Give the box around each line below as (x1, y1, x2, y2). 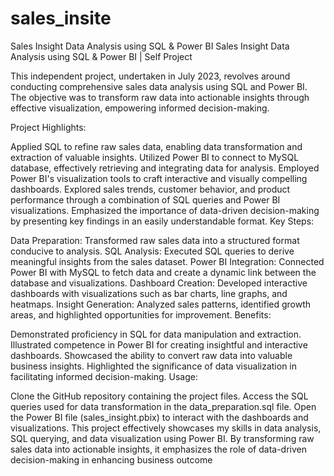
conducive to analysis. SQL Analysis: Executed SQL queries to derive (10, 245, 295, 257)
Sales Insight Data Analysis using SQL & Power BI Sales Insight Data (10, 40, 290, 52)
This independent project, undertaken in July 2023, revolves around (10, 70, 291, 82)
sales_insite (10, 7, 112, 30)
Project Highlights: (10, 121, 87, 133)
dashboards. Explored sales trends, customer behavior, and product (10, 183, 291, 195)
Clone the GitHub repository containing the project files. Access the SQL (10, 390, 309, 402)
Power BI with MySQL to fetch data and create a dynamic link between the (10, 266, 317, 278)
